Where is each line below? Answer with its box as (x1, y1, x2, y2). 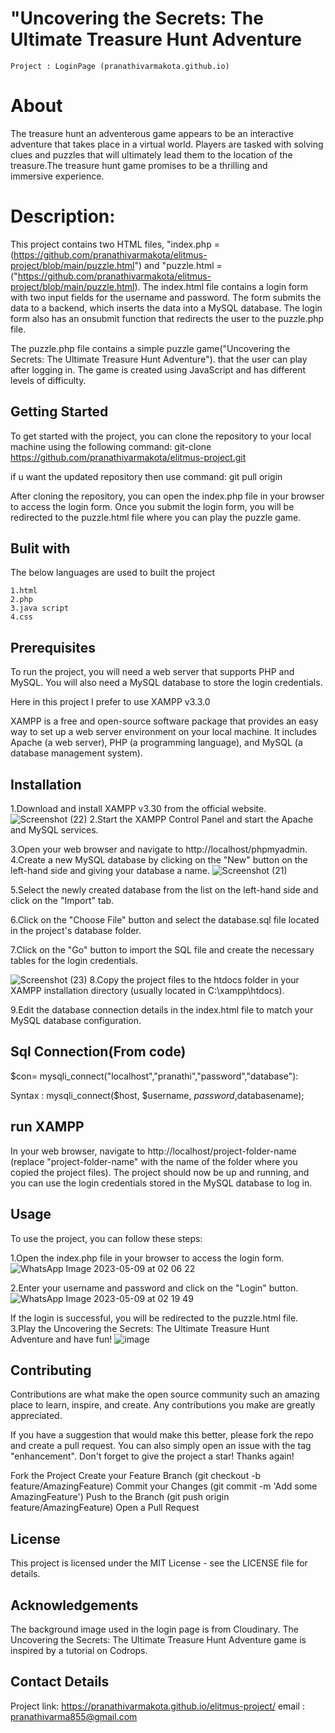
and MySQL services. (10, 824, 99, 836)
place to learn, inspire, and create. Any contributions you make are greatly (10, 1399, 316, 1411)
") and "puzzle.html (134, 259, 215, 271)
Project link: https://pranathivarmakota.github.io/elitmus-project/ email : (10, 1700, 305, 1712)
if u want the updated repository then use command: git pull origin (10, 470, 283, 482)
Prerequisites (10, 639, 96, 656)
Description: (10, 205, 116, 228)
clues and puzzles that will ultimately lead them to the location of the (10, 148, 293, 161)
